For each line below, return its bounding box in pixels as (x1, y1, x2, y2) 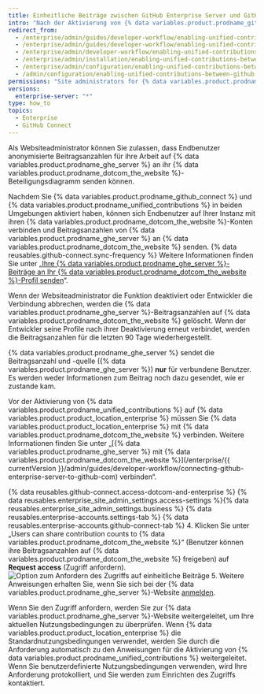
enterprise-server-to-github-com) (8, 472, 119, 481)
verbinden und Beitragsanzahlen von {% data (8, 225, 156, 235)
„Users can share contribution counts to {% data (8, 529, 165, 538)
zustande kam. (8, 381, 57, 391)
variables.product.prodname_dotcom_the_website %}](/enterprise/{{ (8, 455, 230, 465)
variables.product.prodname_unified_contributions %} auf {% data (8, 405, 223, 414)
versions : (8, 84, 41, 93)
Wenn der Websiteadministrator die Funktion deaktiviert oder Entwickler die (8, 291, 253, 300)
